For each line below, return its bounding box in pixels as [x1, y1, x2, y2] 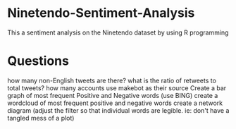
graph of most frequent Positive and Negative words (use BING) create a [7, 91, 218, 99]
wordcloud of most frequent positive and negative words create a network [7, 99, 223, 107]
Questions [7, 53, 69, 69]
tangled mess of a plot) [7, 113, 75, 122]
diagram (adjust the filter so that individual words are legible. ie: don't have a [7, 106, 230, 114]
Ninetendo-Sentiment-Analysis [7, 5, 195, 21]
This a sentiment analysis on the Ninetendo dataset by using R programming [7, 28, 229, 37]
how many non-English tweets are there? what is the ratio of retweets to [7, 76, 217, 85]
